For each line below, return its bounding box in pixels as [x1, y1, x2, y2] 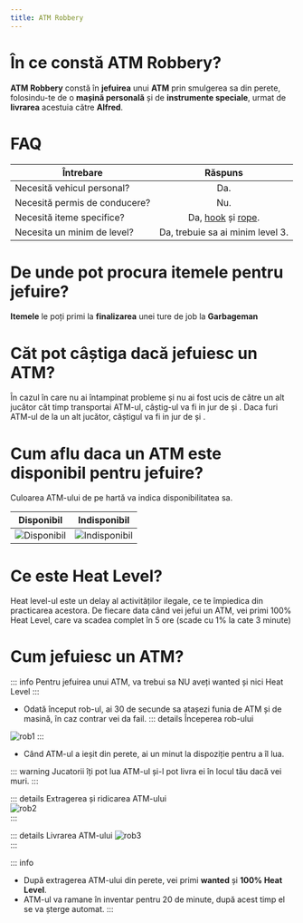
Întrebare [62, 166, 103, 179]
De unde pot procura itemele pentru [10, 262, 284, 282]
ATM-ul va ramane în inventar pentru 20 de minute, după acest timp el [23, 894, 286, 905]
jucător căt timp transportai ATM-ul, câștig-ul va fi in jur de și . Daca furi [10, 402, 279, 413]
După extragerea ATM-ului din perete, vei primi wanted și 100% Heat [23, 875, 283, 886]
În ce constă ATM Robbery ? [10, 52, 223, 73]
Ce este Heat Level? [10, 566, 163, 586]
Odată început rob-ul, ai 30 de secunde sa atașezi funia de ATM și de [23, 704, 282, 714]
